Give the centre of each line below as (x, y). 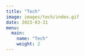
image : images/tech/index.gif (43, 17)
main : (18, 33)
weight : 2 (29, 44)
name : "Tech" (32, 38)
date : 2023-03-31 (27, 22)
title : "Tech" (23, 11)
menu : (13, 28)
